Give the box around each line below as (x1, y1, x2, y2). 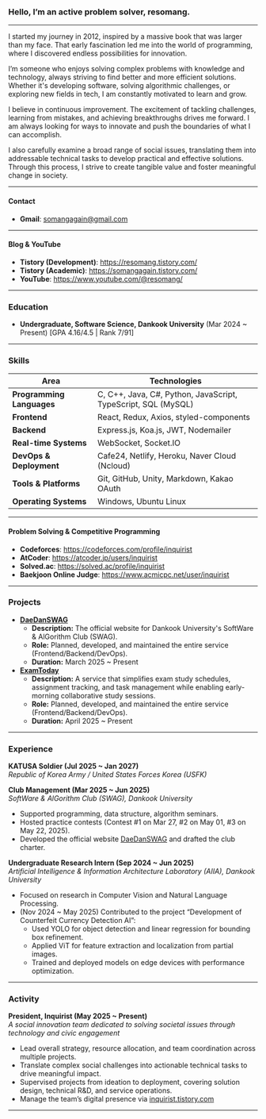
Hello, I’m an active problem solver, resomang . (8, 6, 191, 17)
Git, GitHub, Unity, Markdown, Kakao (97, 473, 234, 484)
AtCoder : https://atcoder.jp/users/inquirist (19, 552, 158, 562)
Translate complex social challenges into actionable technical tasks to (19, 1060, 248, 1070)
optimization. (31, 967, 74, 976)
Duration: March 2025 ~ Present (31, 657, 139, 667)
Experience (8, 743, 53, 754)
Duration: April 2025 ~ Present (31, 716, 133, 725)
